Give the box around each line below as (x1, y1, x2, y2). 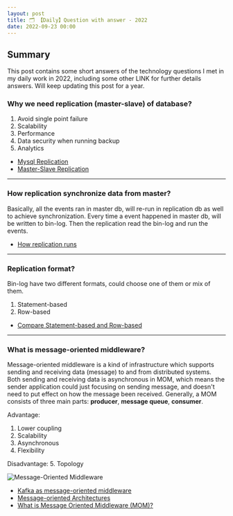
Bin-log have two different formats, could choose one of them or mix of (7, 280, 211, 288)
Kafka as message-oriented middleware (17, 486, 132, 495)
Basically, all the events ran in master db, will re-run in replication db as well (7, 204, 224, 213)
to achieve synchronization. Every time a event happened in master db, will (7, 212, 222, 220)
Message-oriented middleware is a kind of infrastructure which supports (7, 361, 215, 369)
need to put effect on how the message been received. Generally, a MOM (7, 390, 217, 398)
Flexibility (17, 446, 45, 454)
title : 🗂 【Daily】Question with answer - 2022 (7, 17, 148, 24)
